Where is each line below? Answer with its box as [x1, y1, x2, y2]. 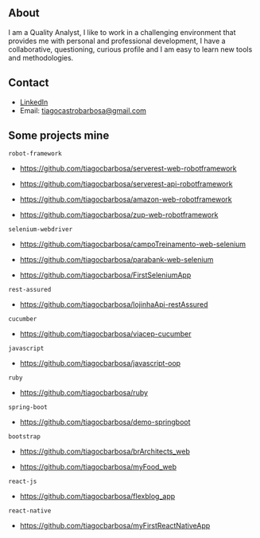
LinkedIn [19, 97, 49, 107]
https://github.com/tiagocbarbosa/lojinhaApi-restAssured [19, 300, 208, 309]
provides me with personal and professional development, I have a [8, 36, 226, 45]
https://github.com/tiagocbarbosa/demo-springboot [19, 418, 191, 427]
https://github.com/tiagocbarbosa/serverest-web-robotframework [19, 163, 237, 174]
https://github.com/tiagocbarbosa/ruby [19, 388, 149, 398]
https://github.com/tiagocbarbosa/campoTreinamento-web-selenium [19, 239, 246, 249]
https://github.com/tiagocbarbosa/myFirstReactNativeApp [19, 521, 211, 531]
